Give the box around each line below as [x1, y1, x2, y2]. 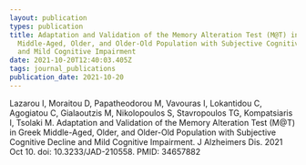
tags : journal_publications [9, 65, 117, 74]
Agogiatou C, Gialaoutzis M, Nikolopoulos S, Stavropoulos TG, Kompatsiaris [9, 107, 293, 119]
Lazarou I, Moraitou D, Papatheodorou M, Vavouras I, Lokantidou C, [9, 98, 262, 108]
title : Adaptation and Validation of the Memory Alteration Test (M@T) [9, 30, 287, 39]
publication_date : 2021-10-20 [9, 73, 125, 82]
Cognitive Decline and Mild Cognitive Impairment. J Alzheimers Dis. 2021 [9, 136, 283, 147]
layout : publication [9, 13, 88, 23]
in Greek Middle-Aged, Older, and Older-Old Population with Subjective [9, 127, 276, 138]
